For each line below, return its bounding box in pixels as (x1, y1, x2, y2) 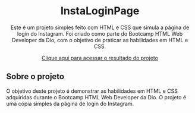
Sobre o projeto (6, 71, 64, 81)
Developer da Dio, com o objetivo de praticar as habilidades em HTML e (11, 36, 188, 43)
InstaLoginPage (60, 4, 140, 18)
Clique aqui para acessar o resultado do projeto (41, 54, 159, 61)
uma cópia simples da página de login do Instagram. (6, 100, 134, 107)
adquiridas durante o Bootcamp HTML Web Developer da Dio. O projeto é (6, 93, 187, 101)
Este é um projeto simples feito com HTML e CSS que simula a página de (10, 24, 190, 31)
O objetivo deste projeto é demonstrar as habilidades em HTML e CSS (6, 87, 178, 95)
